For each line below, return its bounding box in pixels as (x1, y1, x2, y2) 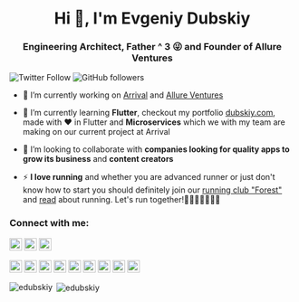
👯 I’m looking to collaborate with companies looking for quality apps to (22, 144, 290, 155)
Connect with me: (9, 217, 90, 230)
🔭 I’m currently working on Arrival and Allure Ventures (22, 90, 224, 100)
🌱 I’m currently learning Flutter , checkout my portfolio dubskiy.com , (22, 108, 276, 118)
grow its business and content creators (22, 154, 174, 165)
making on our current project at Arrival (22, 127, 170, 137)
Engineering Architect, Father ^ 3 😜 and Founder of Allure (22, 41, 283, 53)
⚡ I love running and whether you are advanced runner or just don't (22, 172, 275, 183)
